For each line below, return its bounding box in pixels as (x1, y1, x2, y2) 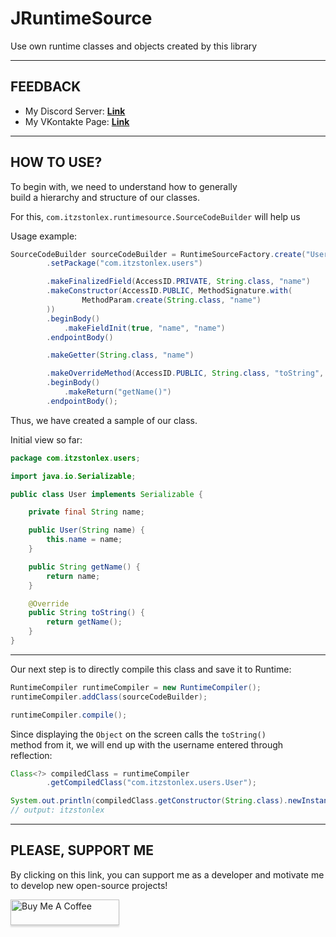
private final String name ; (28, 507, 145, 517)
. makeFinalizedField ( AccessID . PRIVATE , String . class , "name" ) (46, 277, 311, 287)
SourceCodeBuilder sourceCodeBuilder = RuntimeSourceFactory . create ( (10, 249, 307, 259)
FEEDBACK (10, 78, 82, 96)
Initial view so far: (10, 433, 83, 446)
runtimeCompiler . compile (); (10, 710, 128, 720)
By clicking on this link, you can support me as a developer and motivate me (10, 868, 325, 881)
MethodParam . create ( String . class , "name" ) (81, 295, 262, 306)
